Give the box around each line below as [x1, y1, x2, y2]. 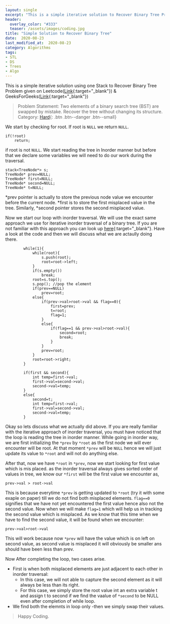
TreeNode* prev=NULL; [5, 172, 51, 177]
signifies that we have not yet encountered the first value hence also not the [5, 500, 164, 506]
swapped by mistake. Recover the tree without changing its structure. [17, 108, 163, 115]
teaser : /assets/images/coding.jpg [10, 26, 85, 31]
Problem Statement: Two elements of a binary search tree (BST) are [17, 103, 159, 109]
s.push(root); [41, 255, 71, 260]
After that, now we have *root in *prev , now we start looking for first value [5, 460, 160, 466]
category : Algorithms [5, 45, 51, 50]
